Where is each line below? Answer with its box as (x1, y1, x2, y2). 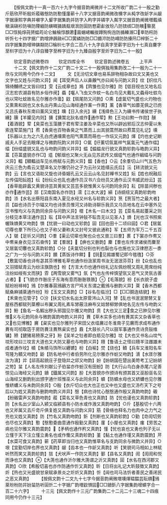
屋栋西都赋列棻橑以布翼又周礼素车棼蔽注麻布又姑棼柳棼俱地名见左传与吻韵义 (5, 301, 162, 307)
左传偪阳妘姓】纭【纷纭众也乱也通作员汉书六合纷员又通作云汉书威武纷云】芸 (5, 177, 162, 183)
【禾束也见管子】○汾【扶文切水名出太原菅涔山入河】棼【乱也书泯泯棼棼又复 (5, 295, 162, 301)
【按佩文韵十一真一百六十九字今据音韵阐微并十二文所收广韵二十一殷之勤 (13, 4, 160, 10)
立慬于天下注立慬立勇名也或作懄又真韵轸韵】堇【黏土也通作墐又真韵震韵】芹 (5, 432, 162, 438)
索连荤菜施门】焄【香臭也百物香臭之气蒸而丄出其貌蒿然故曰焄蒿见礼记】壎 (5, 127, 158, 133)
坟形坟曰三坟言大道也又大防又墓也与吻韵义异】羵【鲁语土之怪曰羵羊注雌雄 (5, 339, 158, 345)
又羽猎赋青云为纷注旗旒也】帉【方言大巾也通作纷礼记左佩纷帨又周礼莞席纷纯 (5, 264, 162, 270)
